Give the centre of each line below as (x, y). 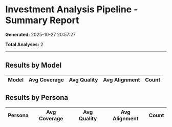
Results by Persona (37, 98)
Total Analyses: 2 (24, 44)
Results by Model (34, 65)
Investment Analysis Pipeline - (72, 9)
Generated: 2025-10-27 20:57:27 (40, 34)
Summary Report (42, 20)
